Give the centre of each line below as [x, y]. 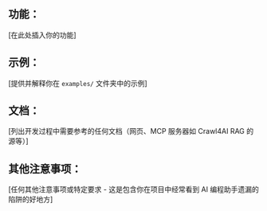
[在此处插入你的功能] [43, 35]
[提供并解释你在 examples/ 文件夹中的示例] [78, 83]
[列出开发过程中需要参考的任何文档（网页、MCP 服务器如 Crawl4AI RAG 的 [131, 131]
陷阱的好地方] [31, 199]
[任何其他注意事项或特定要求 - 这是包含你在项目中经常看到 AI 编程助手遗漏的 [133, 190]
